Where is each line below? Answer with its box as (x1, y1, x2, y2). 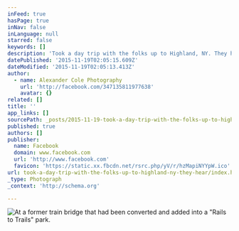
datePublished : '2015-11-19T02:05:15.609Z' (7, 57, 139, 64)
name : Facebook (14, 143, 59, 150)
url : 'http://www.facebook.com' (14, 156, 110, 163)
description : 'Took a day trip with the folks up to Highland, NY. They (7, 50, 228, 58)
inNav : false (7, 23, 46, 31)
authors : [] (7, 129, 43, 136)
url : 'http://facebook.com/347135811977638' (20, 83, 154, 90)
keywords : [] (7, 43, 46, 50)
